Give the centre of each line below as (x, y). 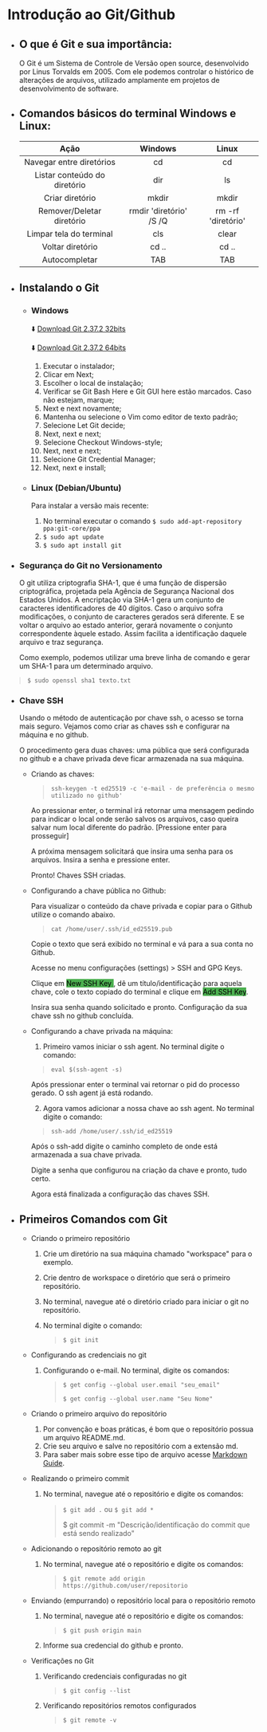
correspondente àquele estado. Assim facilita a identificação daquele (133, 634)
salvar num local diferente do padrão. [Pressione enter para (129, 827)
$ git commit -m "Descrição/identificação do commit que (156, 1525)
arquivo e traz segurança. (61, 642)
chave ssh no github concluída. (82, 1016)
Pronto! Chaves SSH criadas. (79, 875)
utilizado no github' (86, 796)
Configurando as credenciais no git (88, 1355)
